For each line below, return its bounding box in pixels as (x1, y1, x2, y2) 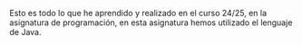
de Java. (9, 27, 43, 37)
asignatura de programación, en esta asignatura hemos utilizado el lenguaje (9, 17, 293, 28)
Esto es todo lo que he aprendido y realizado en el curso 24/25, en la (9, 8, 268, 18)
